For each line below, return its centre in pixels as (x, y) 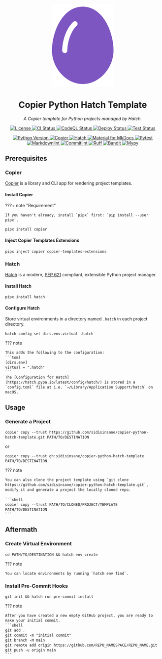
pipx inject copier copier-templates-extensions (56, 251)
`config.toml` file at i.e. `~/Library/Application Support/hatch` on (79, 387)
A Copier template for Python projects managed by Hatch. (83, 118)
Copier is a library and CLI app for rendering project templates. (69, 183)
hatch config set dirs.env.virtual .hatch (49, 334)
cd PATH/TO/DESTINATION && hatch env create (51, 555)
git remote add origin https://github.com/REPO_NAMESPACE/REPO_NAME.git (81, 645)
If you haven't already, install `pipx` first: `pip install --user (77, 215)
